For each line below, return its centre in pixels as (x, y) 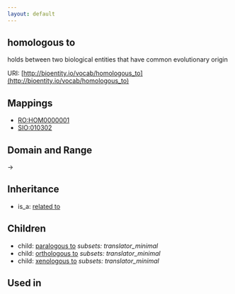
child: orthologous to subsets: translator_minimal (89, 253)
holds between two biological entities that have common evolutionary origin (118, 60)
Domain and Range (50, 150)
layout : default (31, 14)
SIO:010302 (35, 128)
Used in (24, 283)
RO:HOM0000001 (43, 120)
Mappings (30, 103)
